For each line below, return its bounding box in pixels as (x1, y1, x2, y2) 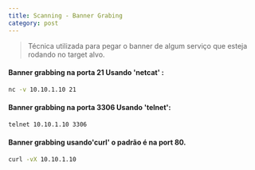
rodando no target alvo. (27, 49, 105, 59)
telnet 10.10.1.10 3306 (8, 121, 88, 128)
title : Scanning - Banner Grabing (8, 11, 124, 20)
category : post (8, 19, 59, 27)
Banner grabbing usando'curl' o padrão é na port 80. (8, 137, 186, 148)
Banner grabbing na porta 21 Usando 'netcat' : (8, 68, 165, 77)
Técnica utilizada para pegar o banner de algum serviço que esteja (27, 41, 248, 50)
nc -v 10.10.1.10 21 (8, 85, 77, 93)
